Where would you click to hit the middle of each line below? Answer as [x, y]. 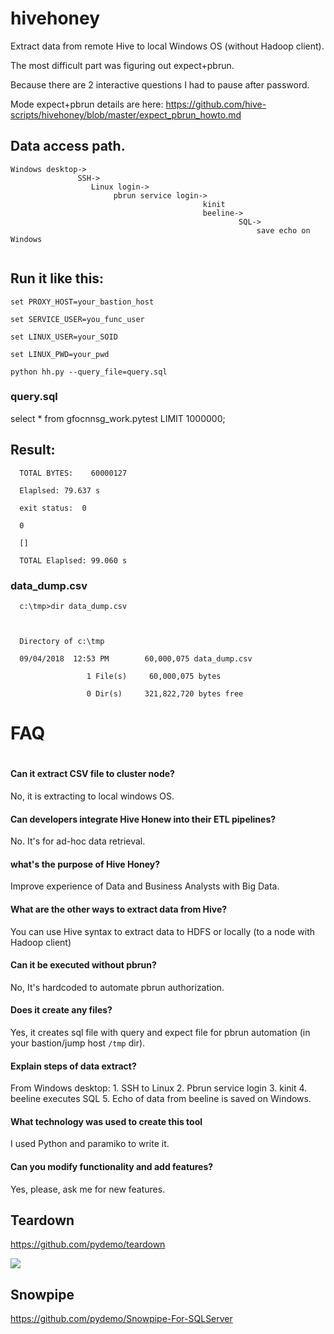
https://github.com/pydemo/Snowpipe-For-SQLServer [121, 1319]
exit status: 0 [53, 508]
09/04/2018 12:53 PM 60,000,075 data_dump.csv [136, 658]
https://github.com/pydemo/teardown [88, 1244]
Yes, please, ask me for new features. [88, 1189]
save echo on [283, 230]
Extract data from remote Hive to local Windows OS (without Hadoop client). [167, 46]
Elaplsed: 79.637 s [60, 490]
